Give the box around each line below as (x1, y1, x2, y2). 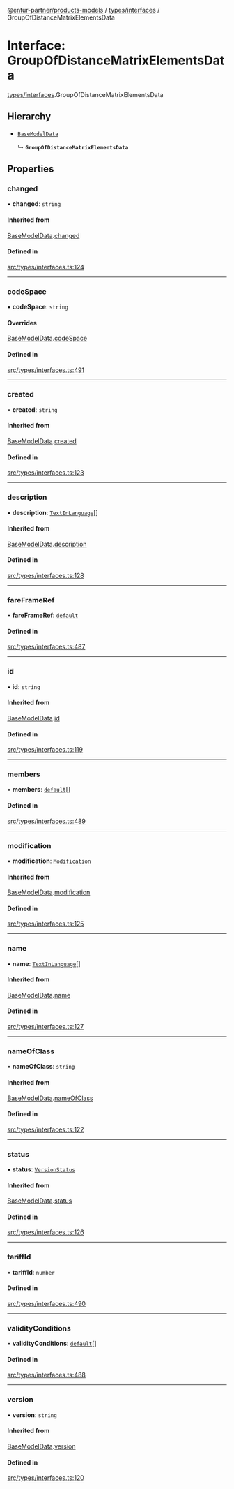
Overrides (7, 318, 37, 327)
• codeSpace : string (7, 303, 68, 311)
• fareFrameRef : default (7, 611, 79, 620)
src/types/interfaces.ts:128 (7, 571, 85, 579)
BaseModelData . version (7, 1442, 76, 1451)
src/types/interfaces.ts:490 (7, 1299, 86, 1307)
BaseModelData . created (7, 437, 77, 445)
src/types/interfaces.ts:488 (7, 1371, 86, 1379)
